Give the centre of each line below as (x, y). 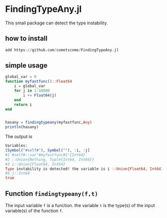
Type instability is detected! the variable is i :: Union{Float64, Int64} (84, 169)
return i (23, 105)
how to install (26, 38)
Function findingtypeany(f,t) (52, 193)
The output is (19, 137)
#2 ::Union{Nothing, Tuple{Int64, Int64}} (50, 159)
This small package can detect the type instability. (56, 23)
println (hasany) (22, 127)
